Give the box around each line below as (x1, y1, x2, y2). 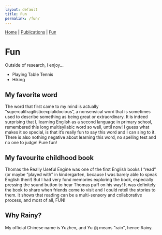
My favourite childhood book (5, 153, 94, 162)
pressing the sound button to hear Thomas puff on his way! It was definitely (5, 182, 156, 188)
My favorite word (5, 90, 58, 99)
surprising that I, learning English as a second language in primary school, (5, 119, 153, 125)
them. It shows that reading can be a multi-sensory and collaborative (5, 192, 143, 198)
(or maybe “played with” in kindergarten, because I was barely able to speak (5, 171, 157, 177)
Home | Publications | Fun (5, 29, 57, 35)
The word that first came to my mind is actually (5, 103, 99, 109)
